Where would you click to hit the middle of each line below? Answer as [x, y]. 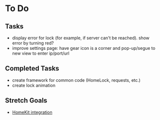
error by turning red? [33, 43]
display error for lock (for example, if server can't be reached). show [81, 38]
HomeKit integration [32, 112]
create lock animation [34, 85]
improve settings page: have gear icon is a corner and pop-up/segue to [84, 48]
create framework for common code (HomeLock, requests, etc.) [76, 80]
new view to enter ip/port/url [41, 53]
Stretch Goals [26, 100]
